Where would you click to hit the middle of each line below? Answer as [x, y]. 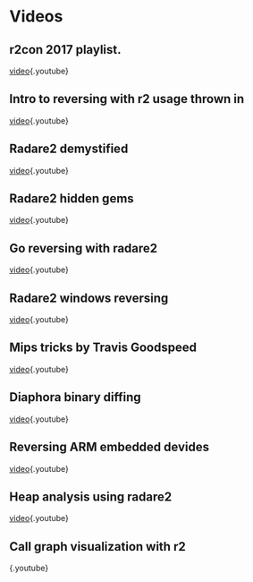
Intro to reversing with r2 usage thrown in [127, 99]
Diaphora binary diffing [75, 397]
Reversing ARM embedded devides [110, 447]
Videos [36, 17]
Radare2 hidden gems [72, 199]
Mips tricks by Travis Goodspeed [103, 348]
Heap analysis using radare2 [91, 496]
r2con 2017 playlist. [65, 50]
